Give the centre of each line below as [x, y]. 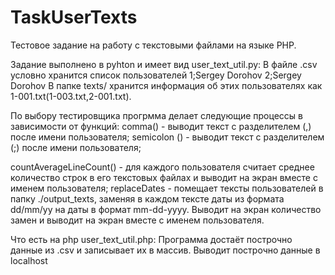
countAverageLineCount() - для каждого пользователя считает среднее [162, 167]
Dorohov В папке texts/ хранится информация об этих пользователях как [166, 85]
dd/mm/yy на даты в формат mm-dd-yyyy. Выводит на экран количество [166, 209]
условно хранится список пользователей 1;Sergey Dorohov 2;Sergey [156, 75]
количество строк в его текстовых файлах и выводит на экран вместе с [164, 177]
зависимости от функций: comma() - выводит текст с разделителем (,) [161, 126]
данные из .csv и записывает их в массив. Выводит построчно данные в [165, 250]
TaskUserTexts [74, 17]
